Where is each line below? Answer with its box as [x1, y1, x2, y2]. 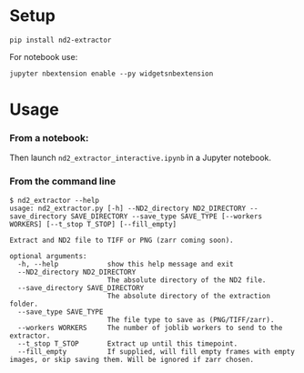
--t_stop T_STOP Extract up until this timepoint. [17, 338, 238, 348]
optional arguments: [9, 251, 88, 260]
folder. [9, 299, 39, 308]
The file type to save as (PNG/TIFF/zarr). [106, 315, 275, 324]
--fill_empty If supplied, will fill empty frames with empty [17, 347, 296, 356]
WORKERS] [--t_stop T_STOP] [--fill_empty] [9, 219, 177, 228]
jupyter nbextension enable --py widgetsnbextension [9, 69, 214, 78]
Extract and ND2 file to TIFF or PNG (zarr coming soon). [9, 236, 234, 245]
